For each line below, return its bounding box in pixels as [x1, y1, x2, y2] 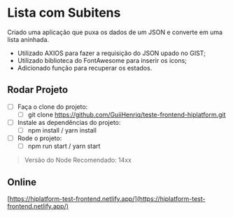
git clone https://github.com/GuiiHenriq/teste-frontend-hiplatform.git [27, 110, 226, 119]
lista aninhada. [7, 35, 50, 43]
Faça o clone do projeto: [17, 103, 88, 111]
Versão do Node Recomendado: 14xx [24, 156, 132, 165]
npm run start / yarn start [27, 142, 101, 151]
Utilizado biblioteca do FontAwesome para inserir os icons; [17, 56, 188, 64]
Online [7, 176, 37, 188]
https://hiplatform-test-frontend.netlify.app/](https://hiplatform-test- [9, 194, 206, 203]
